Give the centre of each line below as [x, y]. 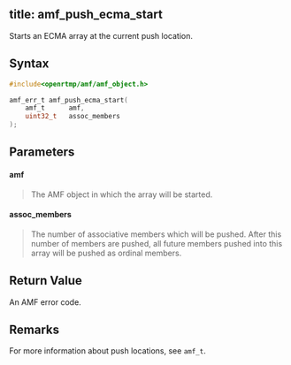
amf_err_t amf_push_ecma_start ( [69, 100]
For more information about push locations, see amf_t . [107, 351]
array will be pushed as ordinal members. [106, 253]
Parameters [42, 152]
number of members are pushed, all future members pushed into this [157, 243]
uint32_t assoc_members [73, 117]
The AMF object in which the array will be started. [122, 194]
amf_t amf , [55, 108]
